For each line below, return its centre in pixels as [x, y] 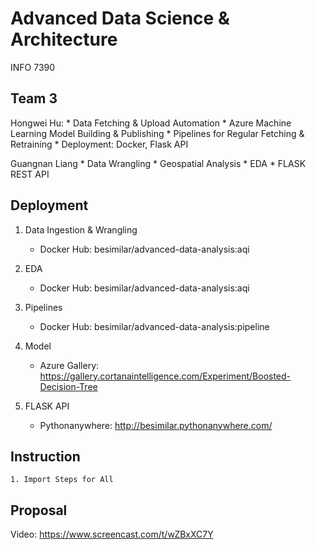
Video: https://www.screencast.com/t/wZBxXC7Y [112, 534]
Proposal [39, 510]
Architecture [64, 39]
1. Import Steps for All [62, 480]
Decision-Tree [68, 386]
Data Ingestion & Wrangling [81, 229]
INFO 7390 [33, 67]
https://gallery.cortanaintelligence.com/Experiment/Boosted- [165, 376]
